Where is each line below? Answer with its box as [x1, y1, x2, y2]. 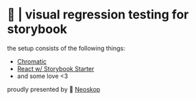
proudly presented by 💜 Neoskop [7, 85, 101, 93]
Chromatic [16, 57, 47, 65]
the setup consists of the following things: [7, 44, 125, 52]
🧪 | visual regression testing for [7, 7, 189, 23]
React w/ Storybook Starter [16, 64, 95, 73]
